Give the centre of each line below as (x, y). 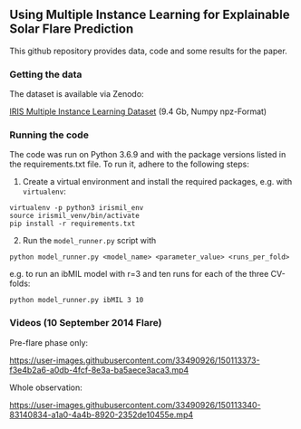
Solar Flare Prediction (72, 29)
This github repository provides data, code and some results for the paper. (148, 51)
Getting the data (46, 74)
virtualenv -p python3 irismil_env (77, 208)
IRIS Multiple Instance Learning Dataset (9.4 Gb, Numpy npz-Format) (138, 111)
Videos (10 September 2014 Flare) (86, 323)
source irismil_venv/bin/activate (75, 216)
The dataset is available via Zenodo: (77, 94)
